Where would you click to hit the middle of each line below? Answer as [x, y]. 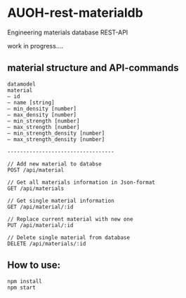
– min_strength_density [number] [56, 133]
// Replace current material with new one [70, 219]
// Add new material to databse [54, 164]
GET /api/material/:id [40, 207]
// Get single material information [61, 201]
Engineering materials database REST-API [68, 32]
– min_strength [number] [44, 121]
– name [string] [31, 102]
